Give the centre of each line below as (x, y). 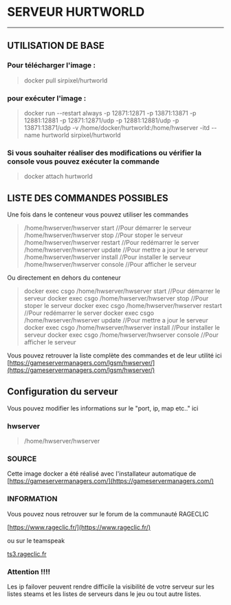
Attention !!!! (29, 571)
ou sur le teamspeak (36, 540)
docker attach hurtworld (58, 177)
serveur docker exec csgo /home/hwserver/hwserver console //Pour (121, 335)
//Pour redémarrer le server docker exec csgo (89, 313)
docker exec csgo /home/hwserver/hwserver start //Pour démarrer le (122, 291)
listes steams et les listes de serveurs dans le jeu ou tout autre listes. (104, 594)
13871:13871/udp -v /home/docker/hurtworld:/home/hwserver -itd (117, 127)
